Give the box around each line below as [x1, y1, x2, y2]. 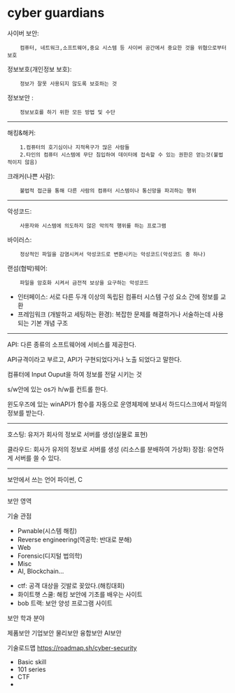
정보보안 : [7, 93, 34, 102]
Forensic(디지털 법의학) [17, 551, 83, 560]
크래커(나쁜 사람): [7, 172, 55, 180]
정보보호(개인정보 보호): [7, 65, 72, 73]
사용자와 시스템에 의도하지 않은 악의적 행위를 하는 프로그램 [20, 222, 166, 229]
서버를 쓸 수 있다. [14, 454, 62, 462]
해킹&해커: [7, 128, 36, 137]
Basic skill [17, 657, 47, 666]
